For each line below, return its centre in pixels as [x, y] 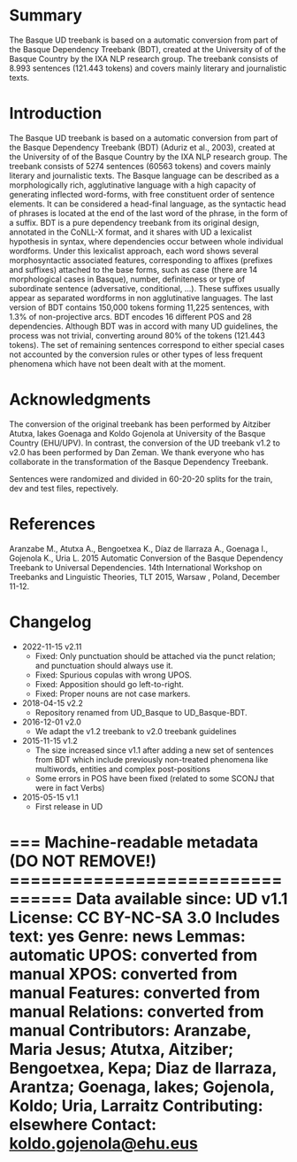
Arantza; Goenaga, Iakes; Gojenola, [142, 1087]
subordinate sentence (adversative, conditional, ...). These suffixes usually [145, 288]
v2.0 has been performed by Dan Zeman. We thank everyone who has [137, 452]
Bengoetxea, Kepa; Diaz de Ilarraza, [143, 1068]
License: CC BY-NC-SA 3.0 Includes [145, 917]
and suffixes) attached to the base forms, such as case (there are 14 [133, 269]
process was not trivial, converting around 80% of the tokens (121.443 [137, 335]
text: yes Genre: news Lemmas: [127, 936]
